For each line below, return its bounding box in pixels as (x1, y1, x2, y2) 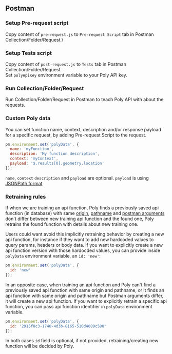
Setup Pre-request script (5, 19, 69, 27)
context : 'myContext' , (10, 156, 59, 161)
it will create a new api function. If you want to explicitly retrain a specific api (5, 298, 167, 304)
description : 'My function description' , (10, 151, 100, 156)
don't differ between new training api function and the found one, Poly (5, 215, 154, 222)
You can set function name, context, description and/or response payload (5, 126, 161, 132)
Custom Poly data (5, 115, 51, 122)
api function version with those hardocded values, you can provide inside (5, 247, 161, 253)
